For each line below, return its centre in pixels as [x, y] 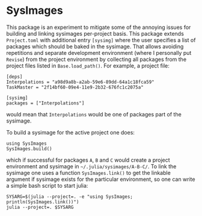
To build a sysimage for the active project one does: [71, 132]
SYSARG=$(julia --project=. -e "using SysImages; [70, 197]
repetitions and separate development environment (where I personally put [99, 52]
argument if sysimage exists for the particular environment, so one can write [101, 179]
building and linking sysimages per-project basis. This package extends [95, 33]
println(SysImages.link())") [43, 202]
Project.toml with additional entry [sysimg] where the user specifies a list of [101, 40]
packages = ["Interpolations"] [45, 103]
